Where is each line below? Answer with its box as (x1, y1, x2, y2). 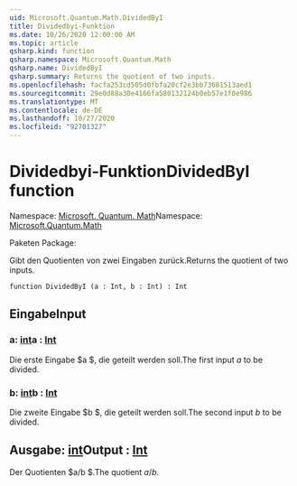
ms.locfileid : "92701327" (9, 123, 107, 132)
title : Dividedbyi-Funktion (9, 22, 116, 31)
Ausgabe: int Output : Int (9, 443, 148, 458)
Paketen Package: (9, 237, 77, 248)
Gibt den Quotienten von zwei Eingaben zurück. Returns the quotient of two (9, 255, 289, 266)
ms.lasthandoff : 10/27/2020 (9, 114, 116, 123)
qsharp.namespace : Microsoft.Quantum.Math (9, 55, 172, 64)
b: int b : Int (9, 386, 58, 398)
